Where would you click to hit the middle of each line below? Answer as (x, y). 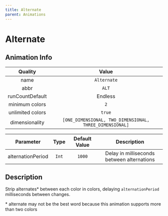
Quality (27, 71)
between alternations (130, 159)
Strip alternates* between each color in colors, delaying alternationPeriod (82, 189)
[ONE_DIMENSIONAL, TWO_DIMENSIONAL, (106, 120)
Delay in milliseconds (130, 153)
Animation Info (29, 58)
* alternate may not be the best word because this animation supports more (83, 204)
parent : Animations (25, 14)
